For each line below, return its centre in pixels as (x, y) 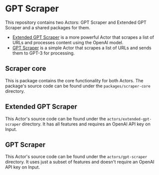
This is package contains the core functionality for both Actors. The (74, 80)
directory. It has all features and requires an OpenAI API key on (86, 124)
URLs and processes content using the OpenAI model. (68, 42)
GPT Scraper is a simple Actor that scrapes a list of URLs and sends (82, 48)
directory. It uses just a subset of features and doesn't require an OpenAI (80, 162)
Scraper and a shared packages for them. (48, 27)
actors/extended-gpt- (129, 119)
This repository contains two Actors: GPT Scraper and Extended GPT (76, 22)
